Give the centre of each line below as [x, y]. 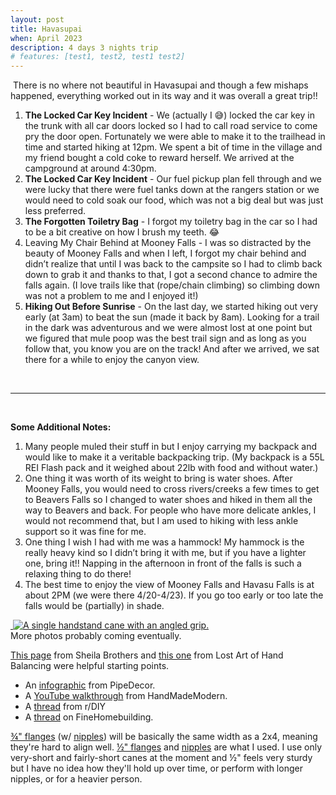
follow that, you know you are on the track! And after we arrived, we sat [172, 349]
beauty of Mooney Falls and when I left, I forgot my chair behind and [165, 253]
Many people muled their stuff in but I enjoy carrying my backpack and [171, 447]
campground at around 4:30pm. [90, 168]
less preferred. [55, 211]
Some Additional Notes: [61, 427]
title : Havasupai [46, 29]
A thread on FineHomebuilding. [89, 717]
